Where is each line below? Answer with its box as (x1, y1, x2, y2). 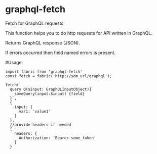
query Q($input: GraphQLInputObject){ (10, 87, 92, 92)
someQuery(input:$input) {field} (14, 91, 85, 96)
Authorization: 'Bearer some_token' (18, 135, 96, 140)
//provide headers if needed (10, 122, 71, 127)
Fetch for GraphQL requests (5, 20, 64, 26)
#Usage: (5, 59, 23, 65)
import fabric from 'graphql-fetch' (5, 69, 83, 74)
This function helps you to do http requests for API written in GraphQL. (5, 30, 153, 36)
